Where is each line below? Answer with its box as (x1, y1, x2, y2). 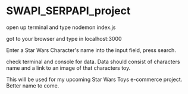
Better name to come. (6, 82, 59, 89)
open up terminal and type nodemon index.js (6, 24, 116, 31)
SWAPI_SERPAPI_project (6, 4, 131, 18)
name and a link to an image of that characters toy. (6, 64, 131, 72)
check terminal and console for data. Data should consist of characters (6, 58, 180, 65)
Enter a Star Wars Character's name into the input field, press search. (6, 46, 177, 54)
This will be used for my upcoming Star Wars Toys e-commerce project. (6, 76, 183, 83)
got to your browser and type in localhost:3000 (6, 35, 122, 42)
